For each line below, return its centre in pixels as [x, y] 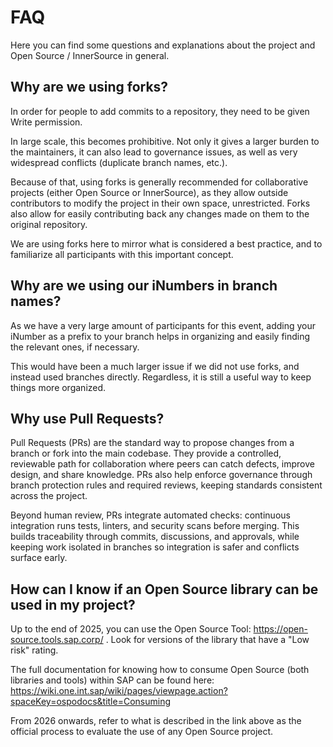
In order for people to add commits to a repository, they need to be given [160, 111]
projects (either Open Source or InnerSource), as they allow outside [149, 192]
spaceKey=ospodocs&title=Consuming [90, 702]
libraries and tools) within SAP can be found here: [112, 680]
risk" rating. [34, 650]
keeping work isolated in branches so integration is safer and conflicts [155, 547]
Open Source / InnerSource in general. [90, 55]
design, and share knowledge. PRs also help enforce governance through [161, 475]
